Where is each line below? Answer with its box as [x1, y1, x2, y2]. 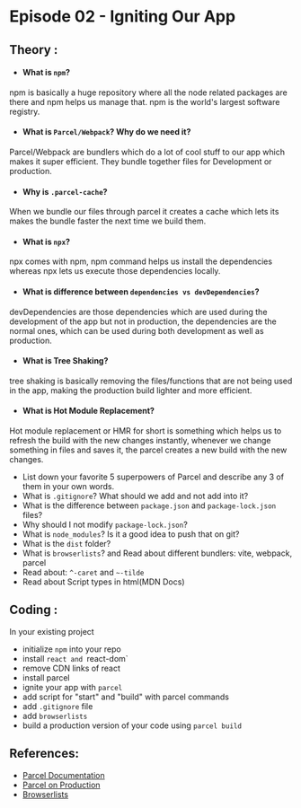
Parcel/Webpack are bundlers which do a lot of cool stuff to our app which [9, 146, 286, 157]
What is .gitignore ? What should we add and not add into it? [22, 491, 249, 501]
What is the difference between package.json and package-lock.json [22, 500, 277, 511]
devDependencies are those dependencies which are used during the [9, 306, 268, 317]
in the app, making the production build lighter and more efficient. [9, 384, 252, 396]
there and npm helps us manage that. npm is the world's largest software [9, 96, 280, 107]
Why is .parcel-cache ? [22, 186, 108, 197]
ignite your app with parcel [22, 681, 123, 692]
